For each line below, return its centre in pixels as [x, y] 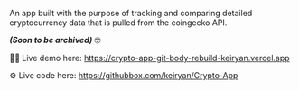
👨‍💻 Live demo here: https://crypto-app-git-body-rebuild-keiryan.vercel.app [150, 58]
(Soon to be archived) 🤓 [55, 40]
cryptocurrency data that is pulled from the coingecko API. [118, 22]
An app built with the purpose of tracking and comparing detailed [131, 13]
